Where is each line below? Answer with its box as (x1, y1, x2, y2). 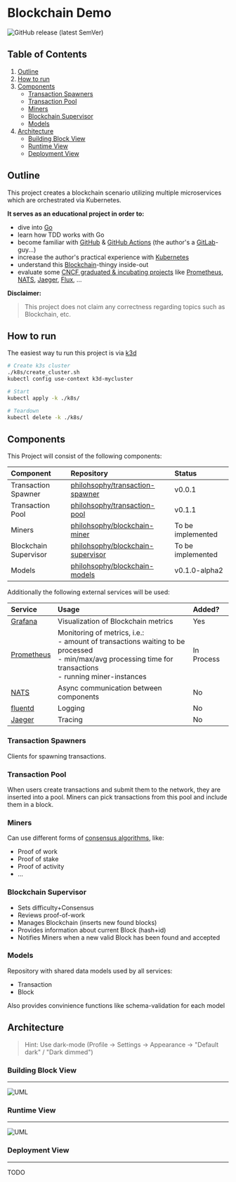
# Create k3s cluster (7, 362, 71, 369)
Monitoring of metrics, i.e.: (57, 628, 145, 638)
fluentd (11, 704, 34, 714)
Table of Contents (7, 48, 88, 60)
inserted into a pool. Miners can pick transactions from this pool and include (7, 792, 228, 801)
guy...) (17, 245, 37, 254)
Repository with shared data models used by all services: (7, 966, 173, 975)
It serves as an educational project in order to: (7, 209, 145, 218)
